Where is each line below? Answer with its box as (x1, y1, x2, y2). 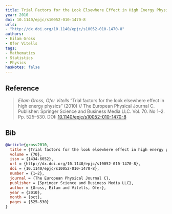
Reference (5, 84, 39, 92)
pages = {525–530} (10, 200, 50, 205)
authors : (5, 31, 24, 36)
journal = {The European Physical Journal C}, (10, 176, 111, 181)
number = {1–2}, (10, 171, 45, 176)
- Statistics (5, 55, 33, 61)
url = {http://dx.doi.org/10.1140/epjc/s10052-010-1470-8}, (10, 161, 141, 167)
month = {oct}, (10, 194, 42, 200)
